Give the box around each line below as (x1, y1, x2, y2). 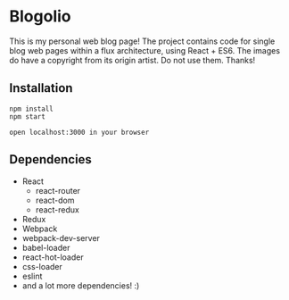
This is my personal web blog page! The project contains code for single (9, 36, 276, 46)
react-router (35, 185, 81, 196)
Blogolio (9, 6, 71, 27)
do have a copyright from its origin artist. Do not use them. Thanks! (9, 54, 256, 65)
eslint (21, 271, 43, 281)
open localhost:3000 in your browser (9, 128, 150, 137)
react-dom (35, 195, 75, 205)
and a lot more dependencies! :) (21, 279, 140, 291)
